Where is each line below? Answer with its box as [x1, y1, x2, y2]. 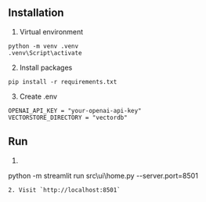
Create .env [19, 92, 57, 101]
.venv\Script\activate [8, 49, 82, 57]
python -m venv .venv [8, 42, 79, 50]
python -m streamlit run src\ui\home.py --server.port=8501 [8, 171, 198, 180]
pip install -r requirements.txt [8, 78, 117, 85]
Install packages [19, 63, 73, 72]
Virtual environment [19, 27, 84, 36]
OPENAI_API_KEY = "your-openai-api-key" [8, 106, 143, 114]
